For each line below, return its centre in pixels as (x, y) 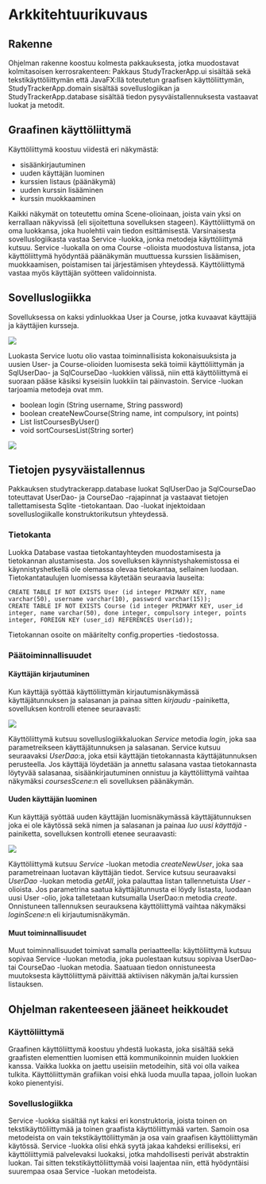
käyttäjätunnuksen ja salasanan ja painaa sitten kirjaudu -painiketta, (119, 700)
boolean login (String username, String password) (101, 405)
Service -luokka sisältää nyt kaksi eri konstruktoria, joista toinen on (118, 1120)
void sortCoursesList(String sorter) (77, 430)
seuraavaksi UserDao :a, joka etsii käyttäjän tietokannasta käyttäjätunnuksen (133, 755)
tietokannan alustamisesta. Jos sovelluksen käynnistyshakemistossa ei (124, 561)
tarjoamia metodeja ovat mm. (56, 389)
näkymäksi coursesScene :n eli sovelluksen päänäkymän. (101, 781)
